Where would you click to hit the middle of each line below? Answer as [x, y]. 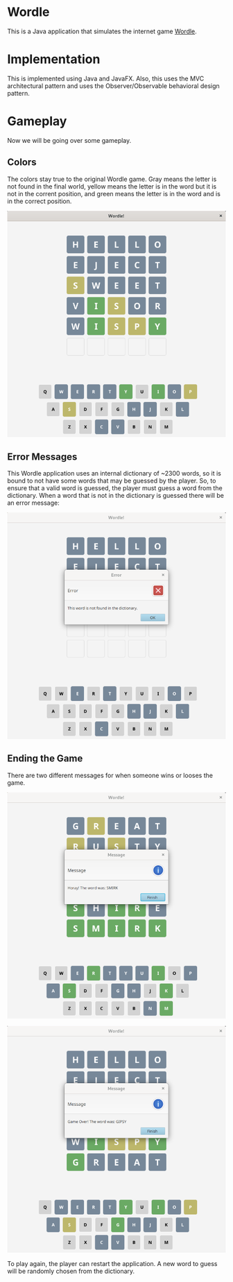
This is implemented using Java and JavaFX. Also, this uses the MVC [106, 78]
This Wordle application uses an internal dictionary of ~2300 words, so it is [114, 474]
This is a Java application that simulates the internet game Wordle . [102, 31]
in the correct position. [40, 201]
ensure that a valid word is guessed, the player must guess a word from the [115, 488]
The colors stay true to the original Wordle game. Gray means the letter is [112, 179]
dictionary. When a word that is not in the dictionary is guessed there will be [115, 496]
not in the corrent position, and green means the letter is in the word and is [114, 193]
